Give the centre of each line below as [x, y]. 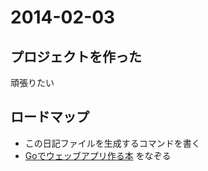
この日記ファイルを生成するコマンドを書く [112, 143]
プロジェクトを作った [76, 56]
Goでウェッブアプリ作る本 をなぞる [98, 155]
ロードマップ [50, 117]
